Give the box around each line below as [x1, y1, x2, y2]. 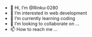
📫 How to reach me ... [10, 26, 58, 32]
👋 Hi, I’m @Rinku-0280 [10, 5, 58, 10]
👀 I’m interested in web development [10, 10, 87, 16]
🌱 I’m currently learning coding [10, 15, 76, 21]
